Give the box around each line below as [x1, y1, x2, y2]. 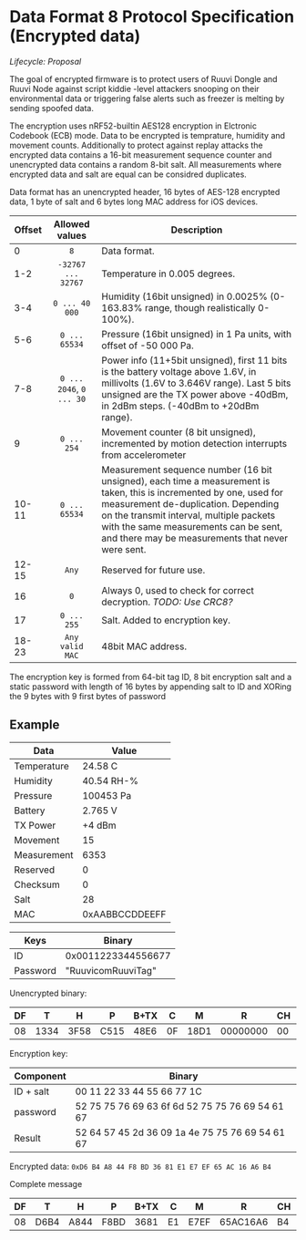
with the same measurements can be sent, [101, 520, 283, 532]
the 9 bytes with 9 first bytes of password [9, 690, 167, 701]
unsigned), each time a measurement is [101, 474, 270, 487]
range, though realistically [144, 301, 256, 314]
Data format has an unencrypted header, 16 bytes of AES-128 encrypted [9, 186, 280, 197]
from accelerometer [101, 449, 187, 461]
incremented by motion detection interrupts [101, 437, 288, 449]
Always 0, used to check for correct [101, 584, 255, 596]
